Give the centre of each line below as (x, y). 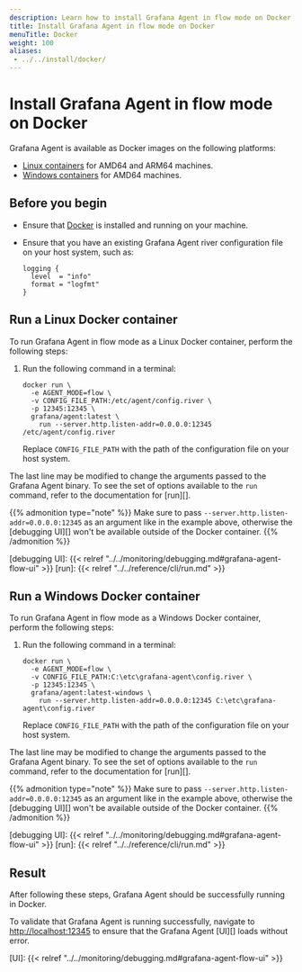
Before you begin (58, 203)
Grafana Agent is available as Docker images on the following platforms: (143, 148)
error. (19, 940)
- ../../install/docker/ (59, 59)
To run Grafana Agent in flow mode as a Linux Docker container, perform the (151, 341)
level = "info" (61, 276)
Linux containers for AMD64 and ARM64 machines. (118, 165)
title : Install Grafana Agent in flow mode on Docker (112, 26)
